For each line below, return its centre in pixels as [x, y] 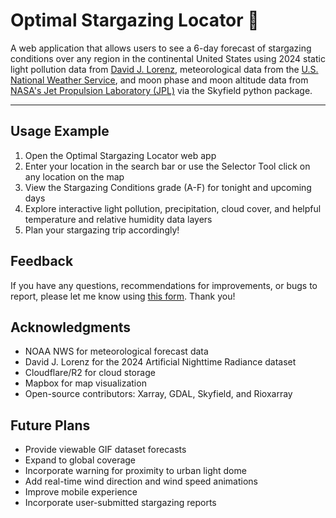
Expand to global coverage [80, 460]
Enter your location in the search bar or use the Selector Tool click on [167, 166]
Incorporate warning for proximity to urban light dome [135, 471]
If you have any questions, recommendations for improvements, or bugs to [164, 285]
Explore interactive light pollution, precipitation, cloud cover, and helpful [173, 208]
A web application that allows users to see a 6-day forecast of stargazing [161, 48]
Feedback [42, 261]
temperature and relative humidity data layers [118, 219]
